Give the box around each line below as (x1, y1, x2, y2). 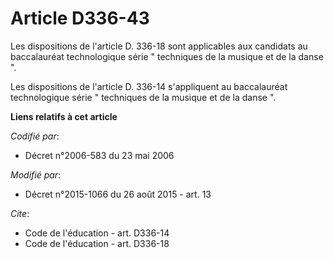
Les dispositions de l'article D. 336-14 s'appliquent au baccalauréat (10, 80, 288, 92)
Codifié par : (10, 130, 60, 142)
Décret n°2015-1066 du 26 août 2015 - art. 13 (24, 188, 212, 200)
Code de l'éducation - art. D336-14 (24, 227, 170, 239)
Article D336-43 (10, 7, 150, 30)
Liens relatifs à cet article (10, 110, 118, 122)
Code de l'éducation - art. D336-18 (24, 237, 170, 249)
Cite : (10, 207, 30, 219)
